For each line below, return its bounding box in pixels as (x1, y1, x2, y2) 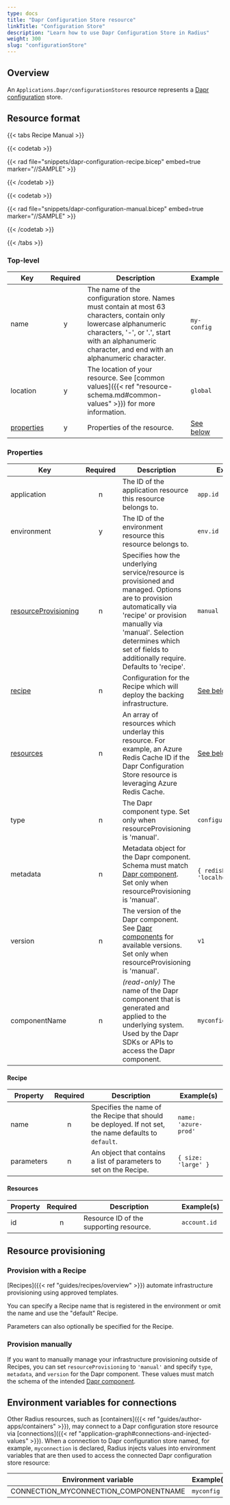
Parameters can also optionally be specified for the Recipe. (7, 1323, 174, 1331)
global (190, 387, 212, 394)
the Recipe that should (91, 1111, 164, 1121)
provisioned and (122, 577, 175, 586)
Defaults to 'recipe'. (122, 662, 186, 672)
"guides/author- (157, 1415, 202, 1423)
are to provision (122, 594, 172, 603)
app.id (197, 491, 219, 498)
